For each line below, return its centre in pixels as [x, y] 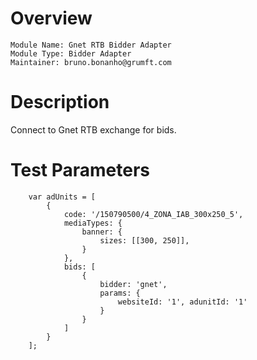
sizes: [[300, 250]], [144, 240]
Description [60, 102]
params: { [120, 293]
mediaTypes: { [93, 223]
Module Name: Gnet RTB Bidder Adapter [91, 45]
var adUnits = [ [62, 197]
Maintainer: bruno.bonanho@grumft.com [91, 62]
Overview [51, 18]
